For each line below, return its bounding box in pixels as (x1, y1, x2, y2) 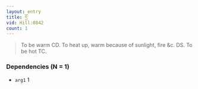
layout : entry (6, 8, 42, 15)
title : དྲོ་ (6, 14, 29, 20)
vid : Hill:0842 (6, 20, 44, 26)
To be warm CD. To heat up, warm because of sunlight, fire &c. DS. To (20, 42, 193, 49)
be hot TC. (20, 48, 47, 55)
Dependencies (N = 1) (6, 63, 70, 71)
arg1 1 (14, 76, 30, 83)
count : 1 (6, 25, 28, 31)
